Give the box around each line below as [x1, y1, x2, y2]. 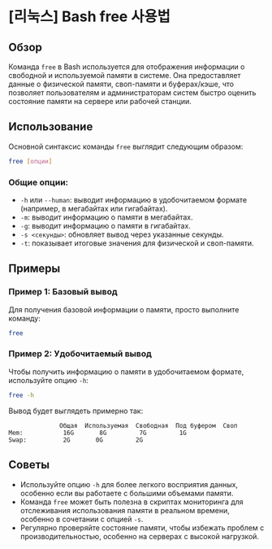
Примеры [8, 262, 61, 276]
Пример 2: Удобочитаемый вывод [8, 348, 153, 359]
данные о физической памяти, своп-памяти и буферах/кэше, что [8, 79, 234, 89]
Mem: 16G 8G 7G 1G [8, 429, 187, 437]
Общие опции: [8, 176, 69, 188]
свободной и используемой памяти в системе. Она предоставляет [8, 71, 241, 80]
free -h [8, 391, 35, 399]
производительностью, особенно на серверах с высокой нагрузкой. [19, 531, 260, 541]
